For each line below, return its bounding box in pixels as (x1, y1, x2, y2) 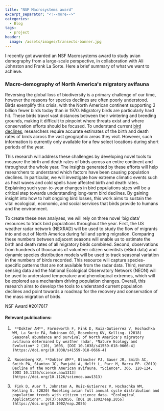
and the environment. (5, 206, 48, 212)
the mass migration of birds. (5, 294, 62, 300)
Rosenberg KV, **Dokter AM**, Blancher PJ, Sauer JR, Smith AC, (14, 357, 148, 362)
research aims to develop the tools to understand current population (5, 283, 143, 289)
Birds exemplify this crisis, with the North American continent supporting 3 (5, 102, 156, 108)
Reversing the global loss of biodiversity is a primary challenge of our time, (5, 92, 156, 98)
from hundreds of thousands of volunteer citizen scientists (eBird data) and (5, 247, 157, 253)
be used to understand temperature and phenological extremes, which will (5, 273, 155, 279)
